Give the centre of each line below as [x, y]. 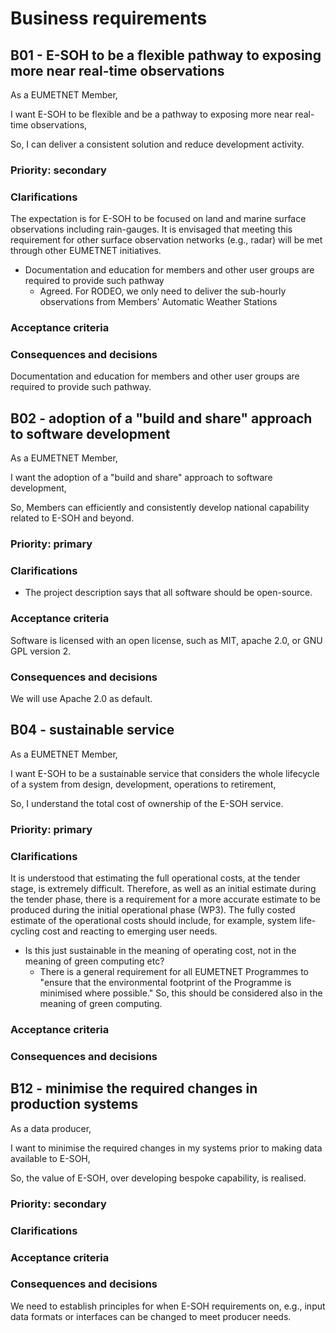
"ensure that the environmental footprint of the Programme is [165, 983]
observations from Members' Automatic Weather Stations [158, 302]
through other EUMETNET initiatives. [86, 251]
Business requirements [109, 18]
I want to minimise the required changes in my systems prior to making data [166, 1148]
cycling [25, 931]
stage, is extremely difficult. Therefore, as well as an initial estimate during [163, 889]
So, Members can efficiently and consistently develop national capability [160, 508]
